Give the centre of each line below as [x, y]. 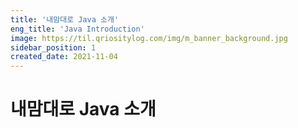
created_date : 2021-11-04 [64, 57]
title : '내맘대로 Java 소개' [65, 19]
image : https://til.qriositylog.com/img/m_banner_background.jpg [149, 38]
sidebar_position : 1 [53, 47]
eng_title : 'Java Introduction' [77, 29]
